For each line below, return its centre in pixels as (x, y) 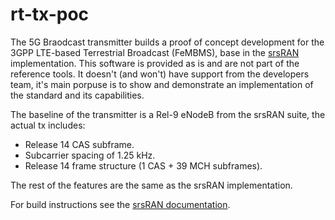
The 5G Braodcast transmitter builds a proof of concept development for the (167, 42)
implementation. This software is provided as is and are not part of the (155, 63)
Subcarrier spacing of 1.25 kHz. (90, 155)
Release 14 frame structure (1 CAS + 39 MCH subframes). (143, 165)
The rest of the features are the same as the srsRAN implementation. (151, 185)
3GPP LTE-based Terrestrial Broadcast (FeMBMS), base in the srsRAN (155, 52)
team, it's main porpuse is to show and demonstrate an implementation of (162, 84)
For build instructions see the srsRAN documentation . (120, 204)
